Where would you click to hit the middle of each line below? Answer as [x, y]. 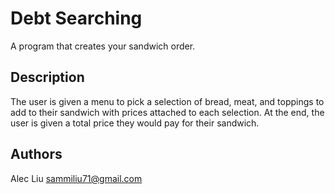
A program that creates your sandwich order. [103, 46]
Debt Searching [76, 18]
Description [47, 77]
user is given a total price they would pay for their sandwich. [135, 123]
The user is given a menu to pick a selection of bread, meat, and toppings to [167, 101]
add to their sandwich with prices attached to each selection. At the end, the [167, 112]
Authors [36, 154]
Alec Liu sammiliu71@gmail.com [76, 178]
